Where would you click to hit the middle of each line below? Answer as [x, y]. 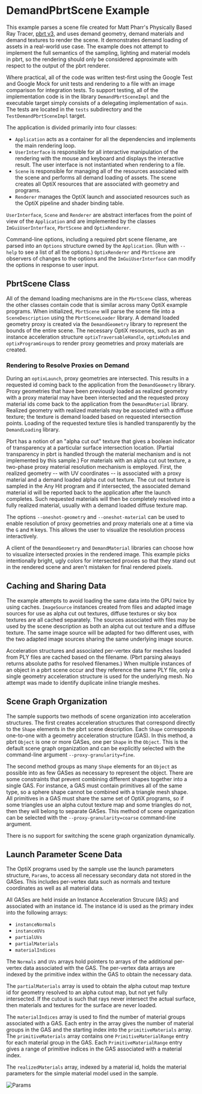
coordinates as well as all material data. [55, 888]
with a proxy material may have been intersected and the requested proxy [98, 398]
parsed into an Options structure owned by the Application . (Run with [93, 245]
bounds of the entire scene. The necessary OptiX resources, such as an [95, 330]
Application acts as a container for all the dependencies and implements [105, 139]
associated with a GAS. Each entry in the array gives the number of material [100, 1023]
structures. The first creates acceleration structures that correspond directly [101, 722]
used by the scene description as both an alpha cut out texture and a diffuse [101, 626]
